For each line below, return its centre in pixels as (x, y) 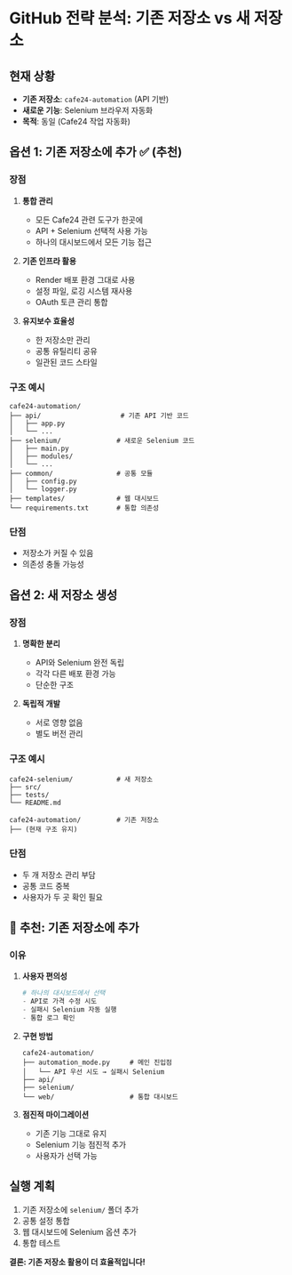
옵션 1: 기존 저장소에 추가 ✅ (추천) (96, 152)
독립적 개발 (41, 703)
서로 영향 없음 (59, 722)
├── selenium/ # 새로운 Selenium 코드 (102, 440)
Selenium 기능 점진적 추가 (81, 1144)
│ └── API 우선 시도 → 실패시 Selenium (93, 1072)
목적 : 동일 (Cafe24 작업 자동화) (76, 121)
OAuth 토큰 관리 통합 (71, 302)
